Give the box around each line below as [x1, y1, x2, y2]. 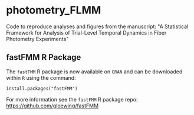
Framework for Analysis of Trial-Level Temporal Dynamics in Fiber [6, 29, 167, 36]
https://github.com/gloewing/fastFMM [6, 102, 99, 109]
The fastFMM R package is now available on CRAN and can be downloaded [6, 68, 183, 75]
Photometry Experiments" [6, 35, 69, 42]
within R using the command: [6, 74, 76, 81]
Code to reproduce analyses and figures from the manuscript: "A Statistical [6, 23, 189, 30]
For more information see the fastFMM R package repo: [6, 96, 138, 103]
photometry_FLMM [6, 4, 101, 17]
